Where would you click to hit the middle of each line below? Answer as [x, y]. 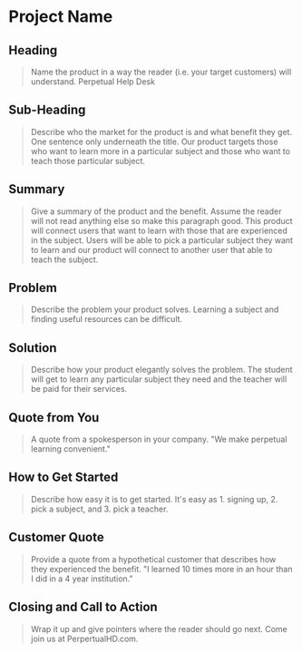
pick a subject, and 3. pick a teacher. [99, 509]
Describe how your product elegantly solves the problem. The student [161, 370]
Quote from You [54, 418]
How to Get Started [63, 478]
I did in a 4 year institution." [82, 579]
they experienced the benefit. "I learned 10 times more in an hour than [161, 569]
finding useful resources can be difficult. [107, 319]
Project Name [61, 17]
